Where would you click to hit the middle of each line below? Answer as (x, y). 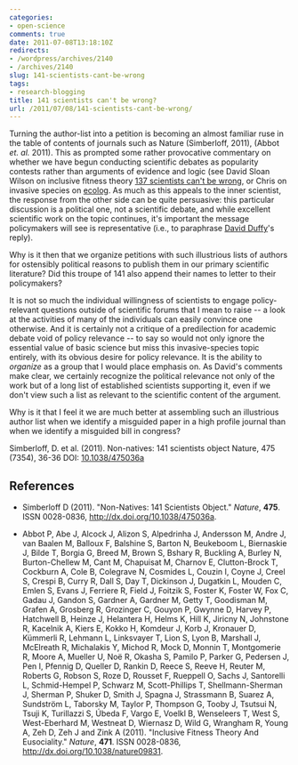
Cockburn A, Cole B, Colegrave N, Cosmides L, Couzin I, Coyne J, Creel (154, 572)
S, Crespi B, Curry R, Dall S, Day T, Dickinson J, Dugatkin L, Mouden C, (152, 581)
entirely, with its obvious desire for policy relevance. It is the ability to (136, 358)
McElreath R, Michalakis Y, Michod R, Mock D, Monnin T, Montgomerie (152, 648)
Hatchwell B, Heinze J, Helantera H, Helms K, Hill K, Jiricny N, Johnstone (155, 619)
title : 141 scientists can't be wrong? (83, 100)
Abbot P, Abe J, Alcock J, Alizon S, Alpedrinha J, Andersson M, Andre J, (154, 534)
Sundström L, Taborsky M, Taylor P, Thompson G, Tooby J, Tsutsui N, (149, 705)
